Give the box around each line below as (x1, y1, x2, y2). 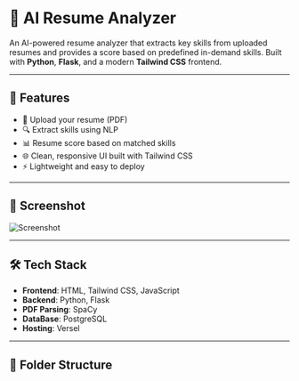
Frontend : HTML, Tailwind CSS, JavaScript (21, 285, 180, 296)
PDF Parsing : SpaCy (21, 304, 98, 315)
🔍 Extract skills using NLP (21, 124, 118, 134)
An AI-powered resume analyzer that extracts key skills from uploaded (9, 37, 268, 48)
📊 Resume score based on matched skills (21, 137, 176, 148)
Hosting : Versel (21, 323, 80, 334)
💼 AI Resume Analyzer (9, 8, 176, 28)
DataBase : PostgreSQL (21, 313, 108, 324)
